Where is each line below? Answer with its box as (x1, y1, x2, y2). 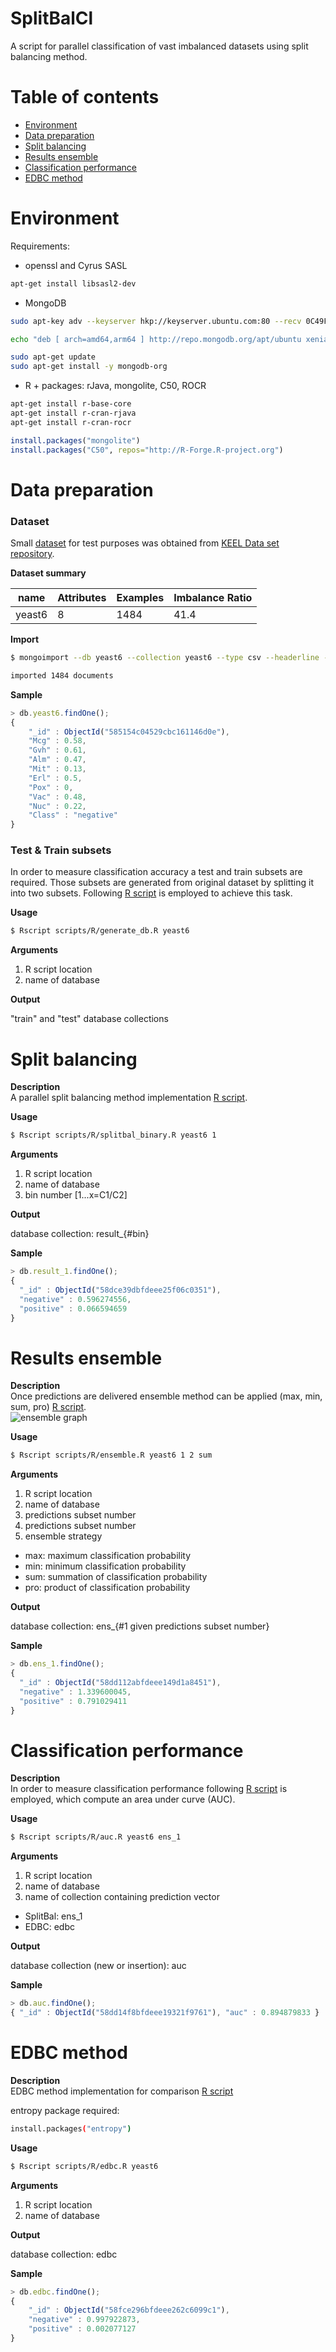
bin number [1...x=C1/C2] (24, 1189, 128, 1201)
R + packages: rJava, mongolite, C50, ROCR (24, 380, 207, 392)
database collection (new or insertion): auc (10, 1960, 187, 1972)
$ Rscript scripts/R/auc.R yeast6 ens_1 (10, 1832, 182, 1842)
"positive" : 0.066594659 (19, 1303, 128, 1314)
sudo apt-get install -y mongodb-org (10, 362, 168, 372)
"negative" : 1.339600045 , (19, 1687, 132, 1697)
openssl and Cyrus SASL (24, 259, 128, 271)
